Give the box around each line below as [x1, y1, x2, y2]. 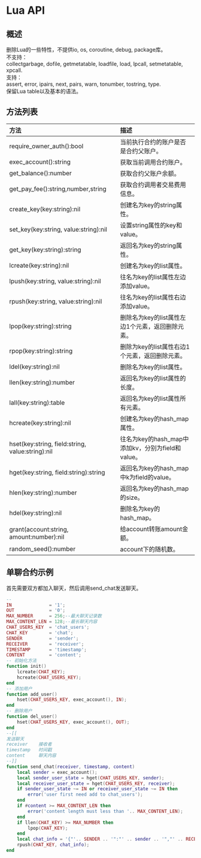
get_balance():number [9, 169, 72, 177]
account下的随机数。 [120, 545, 179, 553]
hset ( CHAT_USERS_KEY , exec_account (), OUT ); [17, 719, 130, 725]
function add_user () [6, 691, 58, 697]
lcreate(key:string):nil [9, 261, 69, 269]
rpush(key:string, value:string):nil [9, 297, 102, 305]
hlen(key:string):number [9, 488, 77, 497]
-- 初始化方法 [6, 658, 37, 664]
